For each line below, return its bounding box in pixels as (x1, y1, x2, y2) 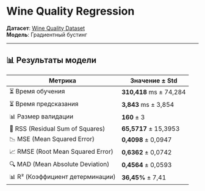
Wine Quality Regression (6, 4, 135, 18)
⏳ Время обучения (9, 87, 65, 95)
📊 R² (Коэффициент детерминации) (9, 172, 116, 181)
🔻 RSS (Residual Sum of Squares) (9, 124, 106, 132)
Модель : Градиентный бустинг (6, 31, 87, 38)
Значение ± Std (130, 76, 178, 85)
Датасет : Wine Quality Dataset (6, 24, 85, 32)
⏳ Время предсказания (9, 99, 79, 108)
